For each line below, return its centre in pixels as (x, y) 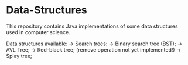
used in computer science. (38, 32)
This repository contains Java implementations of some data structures (92, 26)
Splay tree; (19, 56)
